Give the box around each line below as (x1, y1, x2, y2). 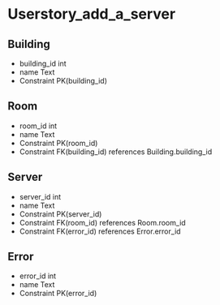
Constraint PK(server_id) (19, 208, 102, 219)
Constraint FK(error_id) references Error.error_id (19, 226, 181, 236)
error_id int (19, 271, 57, 281)
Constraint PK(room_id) (19, 138, 98, 148)
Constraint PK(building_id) (19, 76, 107, 85)
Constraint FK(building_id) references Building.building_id (19, 147, 213, 157)
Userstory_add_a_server (7, 5, 176, 24)
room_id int (19, 121, 58, 131)
